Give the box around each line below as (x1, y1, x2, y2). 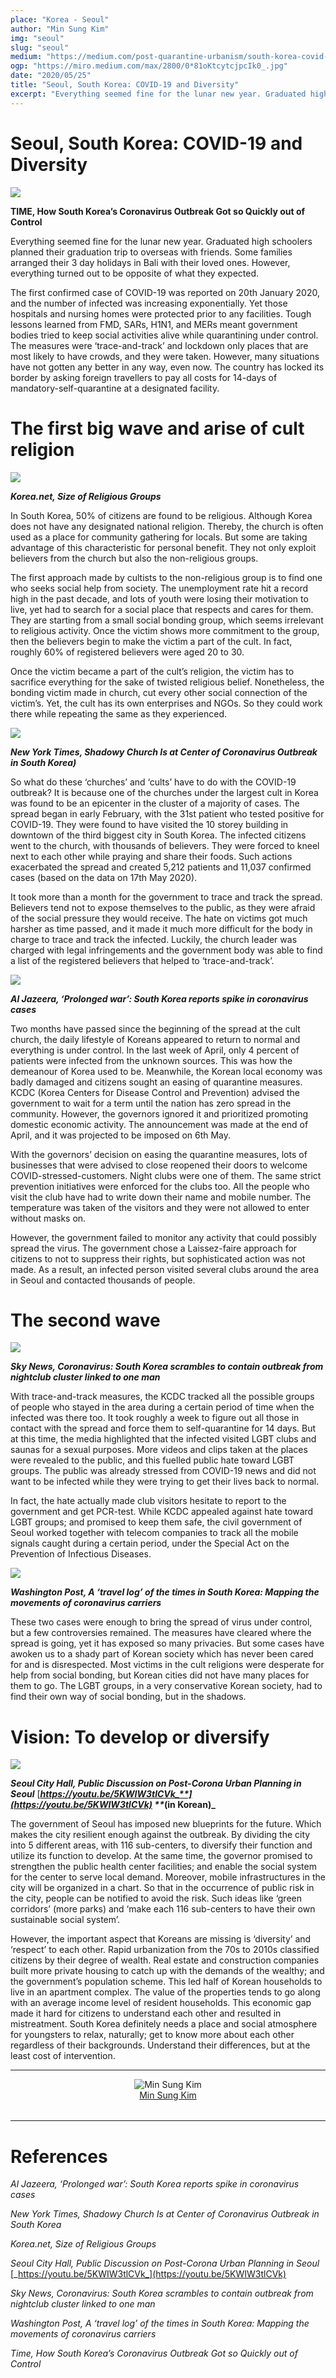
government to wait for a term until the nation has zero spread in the (10, 1097, 292, 1109)
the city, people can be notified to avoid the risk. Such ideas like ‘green (10, 1892, 302, 1905)
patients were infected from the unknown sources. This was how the (10, 1054, 293, 1066)
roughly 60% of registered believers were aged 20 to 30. (10, 646, 245, 658)
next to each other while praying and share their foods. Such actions (10, 850, 293, 862)
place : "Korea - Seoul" (10, 14, 110, 25)
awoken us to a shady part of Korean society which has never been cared (10, 1648, 314, 1660)
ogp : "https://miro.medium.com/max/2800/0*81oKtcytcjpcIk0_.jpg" (10, 61, 288, 71)
